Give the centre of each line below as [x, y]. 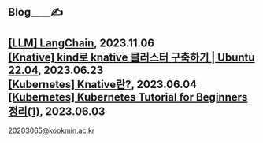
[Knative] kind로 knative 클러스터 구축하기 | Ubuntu [131, 57]
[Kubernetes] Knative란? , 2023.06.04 [103, 84]
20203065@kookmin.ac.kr [52, 130]
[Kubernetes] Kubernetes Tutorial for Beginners [128, 97]
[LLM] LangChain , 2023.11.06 [81, 43]
